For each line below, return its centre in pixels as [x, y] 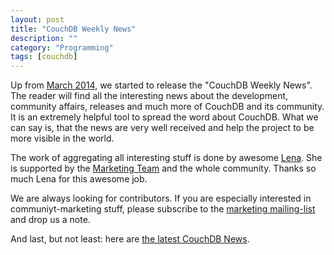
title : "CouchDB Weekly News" [73, 29]
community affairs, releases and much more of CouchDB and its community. [167, 107]
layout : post [37, 19]
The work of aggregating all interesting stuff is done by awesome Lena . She [166, 158]
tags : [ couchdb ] [44, 57]
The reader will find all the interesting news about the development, [149, 96]
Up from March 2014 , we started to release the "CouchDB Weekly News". [161, 85]
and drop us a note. [50, 220]
